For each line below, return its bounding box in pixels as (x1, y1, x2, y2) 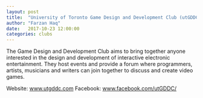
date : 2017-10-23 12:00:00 (6, 25, 80, 32)
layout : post (6, 8, 39, 15)
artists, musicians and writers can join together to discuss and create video (6, 67, 193, 74)
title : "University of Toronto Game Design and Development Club (6, 14, 177, 20)
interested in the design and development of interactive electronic (6, 54, 170, 61)
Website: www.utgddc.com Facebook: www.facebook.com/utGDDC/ (6, 85, 177, 92)
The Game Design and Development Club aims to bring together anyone (6, 47, 186, 55)
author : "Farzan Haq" (6, 20, 61, 26)
